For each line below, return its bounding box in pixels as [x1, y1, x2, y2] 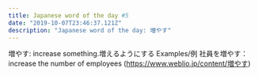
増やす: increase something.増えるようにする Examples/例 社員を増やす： [8, 49, 249, 59]
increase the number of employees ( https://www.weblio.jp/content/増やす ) [8, 59, 251, 68]
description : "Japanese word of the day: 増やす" [8, 26, 172, 34]
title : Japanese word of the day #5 [8, 11, 129, 20]
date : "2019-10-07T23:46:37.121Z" [8, 19, 123, 27]
